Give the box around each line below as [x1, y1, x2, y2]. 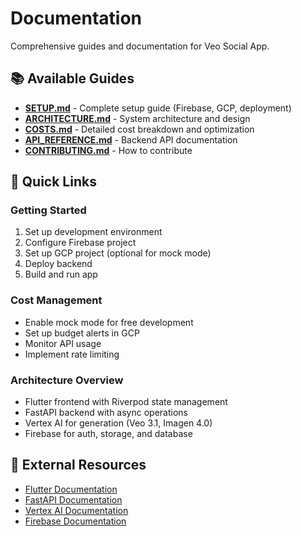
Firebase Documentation [24, 515, 127, 527]
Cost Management [10, 293, 103, 307]
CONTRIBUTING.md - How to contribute [24, 144, 193, 156]
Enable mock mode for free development [24, 316, 194, 328]
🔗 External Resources [10, 457, 147, 474]
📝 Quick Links [10, 173, 97, 191]
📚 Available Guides [10, 70, 135, 87]
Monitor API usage [24, 337, 102, 349]
